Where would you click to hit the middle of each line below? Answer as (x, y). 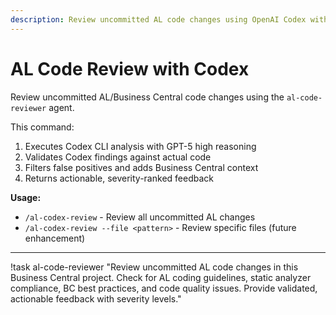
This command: (42, 127)
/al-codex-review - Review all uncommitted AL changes (140, 217)
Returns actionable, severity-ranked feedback (119, 178)
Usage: (26, 197)
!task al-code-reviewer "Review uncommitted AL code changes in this (154, 267)
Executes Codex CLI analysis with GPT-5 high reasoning (140, 146)
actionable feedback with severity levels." (96, 298)
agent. (61, 107)
